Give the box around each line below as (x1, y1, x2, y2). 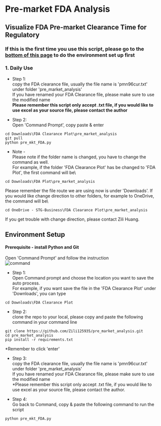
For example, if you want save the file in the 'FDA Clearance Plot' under (12, 285, 156, 291)
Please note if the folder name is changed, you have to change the (12, 154, 146, 160)
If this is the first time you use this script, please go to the (5, 45, 144, 52)
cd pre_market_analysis (5, 333, 54, 338)
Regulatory (5, 30, 40, 39)
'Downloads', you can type (12, 291, 66, 297)
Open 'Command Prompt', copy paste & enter (12, 122, 104, 128)
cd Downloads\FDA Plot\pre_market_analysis (5, 179, 95, 184)
